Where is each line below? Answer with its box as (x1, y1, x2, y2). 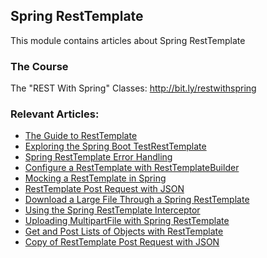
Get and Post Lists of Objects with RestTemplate (24, 225, 224, 238)
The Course (10, 59, 69, 73)
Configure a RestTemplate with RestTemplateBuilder (24, 162, 240, 174)
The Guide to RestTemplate (24, 130, 138, 142)
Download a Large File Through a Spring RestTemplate (24, 194, 250, 206)
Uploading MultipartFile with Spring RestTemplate (24, 215, 230, 227)
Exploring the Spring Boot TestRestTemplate (24, 140, 207, 153)
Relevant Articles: (10, 107, 100, 121)
